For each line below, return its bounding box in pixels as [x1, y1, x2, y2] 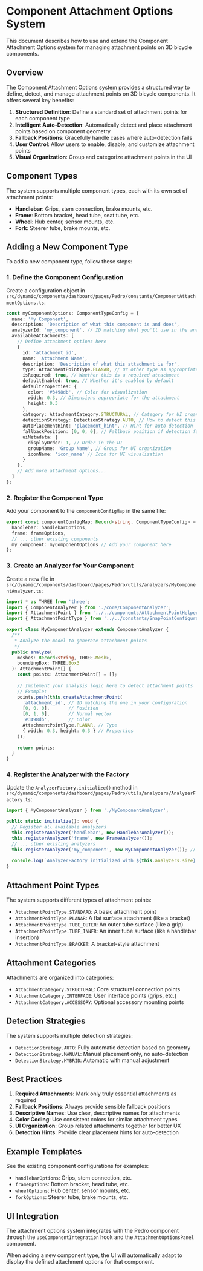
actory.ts [6, 797, 31, 803]
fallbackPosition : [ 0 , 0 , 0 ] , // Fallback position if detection [22, 429, 190, 435]
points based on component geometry [14, 127, 111, 134]
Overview [6, 68, 44, 78]
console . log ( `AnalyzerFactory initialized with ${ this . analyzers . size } [11, 858, 196, 864]
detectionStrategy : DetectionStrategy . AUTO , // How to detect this [22, 417, 196, 423]
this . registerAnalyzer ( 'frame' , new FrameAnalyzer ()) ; [11, 835, 153, 841]
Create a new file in [6, 575, 55, 583]
